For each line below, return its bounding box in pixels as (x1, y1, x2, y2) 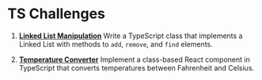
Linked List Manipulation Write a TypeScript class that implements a (18, 31, 243, 40)
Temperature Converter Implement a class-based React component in (18, 55, 250, 64)
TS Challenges (7, 5, 106, 23)
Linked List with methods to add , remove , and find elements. (18, 39, 213, 48)
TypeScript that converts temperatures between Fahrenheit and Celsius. (18, 63, 255, 72)
